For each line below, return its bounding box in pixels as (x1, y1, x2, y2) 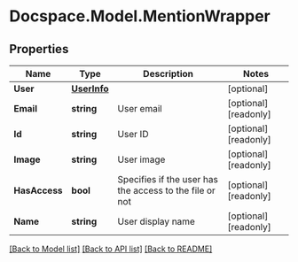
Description (143, 68, 193, 80)
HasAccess (13, 184, 64, 196)
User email (117, 103, 162, 114)
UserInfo (71, 82, 109, 95)
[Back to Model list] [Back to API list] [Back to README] (9, 243, 213, 254)
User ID (117, 128, 149, 140)
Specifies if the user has (117, 173, 219, 185)
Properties (9, 42, 69, 57)
